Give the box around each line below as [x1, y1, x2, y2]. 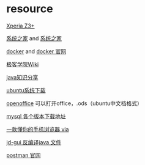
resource [6, 2, 53, 16]
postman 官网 [6, 152, 41, 159]
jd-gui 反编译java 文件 [6, 138, 62, 145]
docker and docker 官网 [6, 48, 67, 55]
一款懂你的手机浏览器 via [6, 125, 69, 133]
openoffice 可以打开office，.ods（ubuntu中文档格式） [6, 100, 143, 107]
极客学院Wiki [6, 61, 39, 68]
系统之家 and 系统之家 [6, 34, 62, 42]
